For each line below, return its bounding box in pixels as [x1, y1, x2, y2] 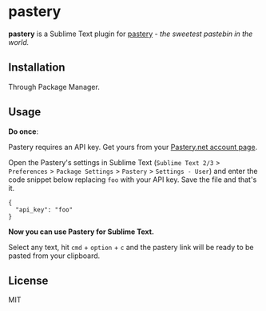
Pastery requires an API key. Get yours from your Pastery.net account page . [8, 142, 258, 151]
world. [8, 37, 30, 46]
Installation [8, 61, 66, 75]
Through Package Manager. [8, 82, 100, 91]
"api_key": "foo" [15, 205, 73, 214]
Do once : [8, 127, 38, 136]
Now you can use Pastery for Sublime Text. [8, 227, 154, 236]
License [8, 273, 49, 287]
